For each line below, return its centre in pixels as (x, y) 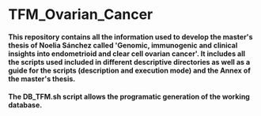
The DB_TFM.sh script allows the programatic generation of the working (129, 97)
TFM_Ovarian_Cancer (81, 15)
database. (25, 105)
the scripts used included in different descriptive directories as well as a (129, 62)
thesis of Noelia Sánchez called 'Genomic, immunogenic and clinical (123, 45)
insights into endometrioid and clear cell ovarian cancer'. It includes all (127, 54)
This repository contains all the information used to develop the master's (130, 36)
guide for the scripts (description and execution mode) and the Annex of (129, 70)
